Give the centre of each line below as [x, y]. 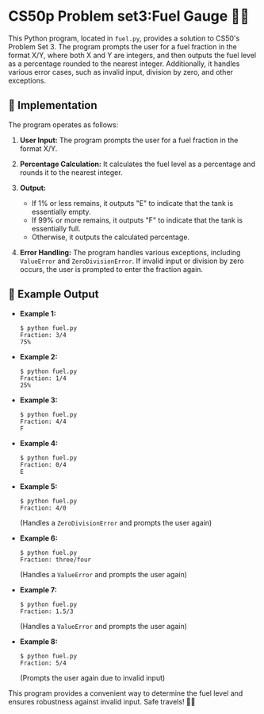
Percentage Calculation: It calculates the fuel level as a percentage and [138, 164]
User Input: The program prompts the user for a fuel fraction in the [129, 140]
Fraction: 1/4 [43, 378]
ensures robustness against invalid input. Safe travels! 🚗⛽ [102, 701]
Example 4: [38, 443]
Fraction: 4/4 [43, 421]
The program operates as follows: [63, 124]
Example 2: [38, 356]
